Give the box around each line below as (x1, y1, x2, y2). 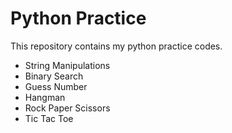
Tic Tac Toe (24, 112, 74, 124)
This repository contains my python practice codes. (10, 40, 223, 52)
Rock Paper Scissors (24, 102, 111, 114)
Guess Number (24, 80, 88, 92)
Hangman (24, 91, 66, 103)
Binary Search (24, 70, 84, 82)
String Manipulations (24, 59, 111, 71)
